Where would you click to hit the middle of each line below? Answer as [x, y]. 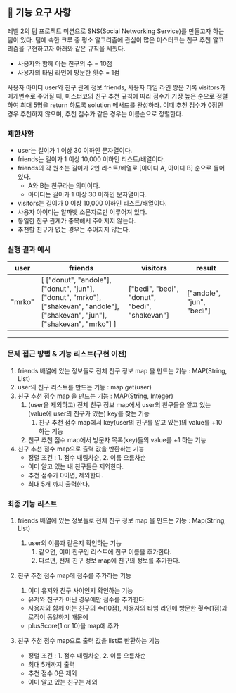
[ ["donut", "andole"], [76, 280]
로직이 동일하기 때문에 [58, 617]
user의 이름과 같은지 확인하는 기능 [74, 543]
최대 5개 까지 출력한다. [59, 484]
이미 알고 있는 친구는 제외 [63, 682]
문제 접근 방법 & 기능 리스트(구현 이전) [67, 354]
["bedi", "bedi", [153, 289]
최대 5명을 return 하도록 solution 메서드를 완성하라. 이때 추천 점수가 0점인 [122, 105]
